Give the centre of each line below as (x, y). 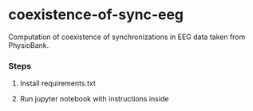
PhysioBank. (29, 45)
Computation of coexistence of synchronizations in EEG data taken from (127, 37)
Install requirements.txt (57, 83)
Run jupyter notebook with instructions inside (94, 99)
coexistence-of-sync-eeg (96, 15)
